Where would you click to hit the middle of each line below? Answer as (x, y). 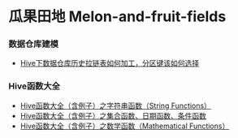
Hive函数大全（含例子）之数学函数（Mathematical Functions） (125, 126)
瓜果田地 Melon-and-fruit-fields (117, 17)
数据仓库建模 (34, 44)
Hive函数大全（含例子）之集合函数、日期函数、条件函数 (113, 115)
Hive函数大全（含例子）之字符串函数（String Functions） (115, 106)
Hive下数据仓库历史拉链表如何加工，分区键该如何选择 (110, 63)
